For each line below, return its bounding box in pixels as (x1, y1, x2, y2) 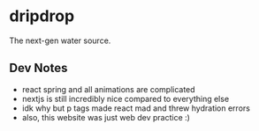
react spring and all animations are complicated (21, 84, 196, 94)
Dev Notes (9, 61, 68, 76)
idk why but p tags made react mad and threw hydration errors (21, 103, 250, 113)
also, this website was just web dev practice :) (21, 112, 190, 122)
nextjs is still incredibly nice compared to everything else (21, 93, 230, 104)
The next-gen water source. (9, 35, 111, 46)
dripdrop (9, 6, 75, 26)
